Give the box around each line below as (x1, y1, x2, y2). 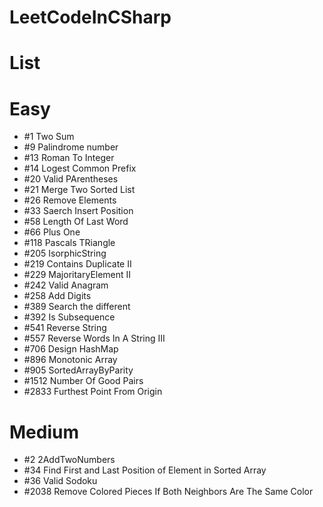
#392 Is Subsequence (23, 311, 116, 323)
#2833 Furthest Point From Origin (23, 386, 163, 398)
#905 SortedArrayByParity (23, 364, 134, 376)
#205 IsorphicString (23, 247, 107, 260)
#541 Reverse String (23, 322, 107, 334)
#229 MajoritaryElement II (23, 269, 132, 281)
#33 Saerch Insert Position (23, 205, 134, 217)
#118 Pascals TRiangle (23, 237, 116, 249)
